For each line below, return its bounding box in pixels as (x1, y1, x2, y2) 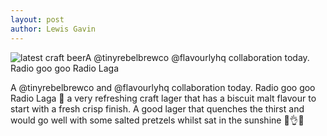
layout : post (10, 14, 65, 25)
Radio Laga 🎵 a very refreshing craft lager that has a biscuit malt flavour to (10, 92, 317, 104)
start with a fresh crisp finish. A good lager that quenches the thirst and (10, 102, 305, 115)
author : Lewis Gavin (10, 24, 97, 34)
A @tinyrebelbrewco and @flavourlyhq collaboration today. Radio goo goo (10, 81, 316, 93)
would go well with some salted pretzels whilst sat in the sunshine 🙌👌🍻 (10, 114, 305, 126)
